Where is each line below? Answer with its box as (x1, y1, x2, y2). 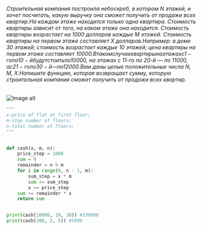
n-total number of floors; (6, 123, 75, 129)
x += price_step (28, 184, 69, 191)
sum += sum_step (28, 179, 69, 185)
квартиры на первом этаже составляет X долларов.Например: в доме (6, 37, 191, 44)
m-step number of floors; (6, 117, 72, 124)
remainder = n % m (17, 162, 64, 168)
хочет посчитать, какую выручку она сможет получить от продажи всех (6, 11, 196, 18)
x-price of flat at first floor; (6, 112, 91, 118)
